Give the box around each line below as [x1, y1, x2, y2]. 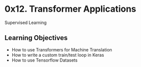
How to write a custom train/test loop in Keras [11, 52, 104, 58]
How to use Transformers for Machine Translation [11, 46, 112, 52]
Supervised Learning [4, 20, 47, 25]
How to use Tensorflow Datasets [11, 57, 78, 63]
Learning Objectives [4, 34, 68, 42]
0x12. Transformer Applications [4, 3, 137, 15]
